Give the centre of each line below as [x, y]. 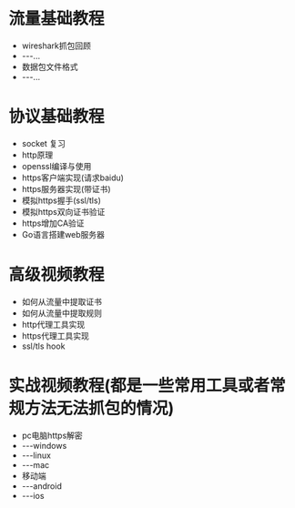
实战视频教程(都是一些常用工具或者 [139, 386]
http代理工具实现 [53, 324]
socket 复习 [43, 143]
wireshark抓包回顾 [56, 46]
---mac [36, 464]
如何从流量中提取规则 [61, 313]
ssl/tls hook [43, 346]
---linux [36, 455]
